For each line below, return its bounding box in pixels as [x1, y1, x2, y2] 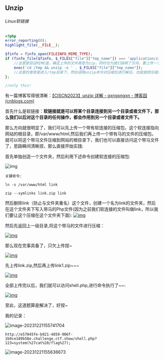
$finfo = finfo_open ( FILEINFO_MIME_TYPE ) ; [5, 51, 93, 57]
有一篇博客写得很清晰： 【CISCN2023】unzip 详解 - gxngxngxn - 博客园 [5, 93, 147, 98]
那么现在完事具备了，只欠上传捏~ [5, 242, 72, 249]
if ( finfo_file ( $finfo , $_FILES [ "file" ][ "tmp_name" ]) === [5, 56, 125, 61]
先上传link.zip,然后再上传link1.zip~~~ [5, 263, 80, 268]
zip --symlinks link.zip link [5, 191, 67, 196]
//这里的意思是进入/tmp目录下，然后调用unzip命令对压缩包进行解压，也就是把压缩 [14, 70, 158, 75]
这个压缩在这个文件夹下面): [18, 213, 72, 218]
